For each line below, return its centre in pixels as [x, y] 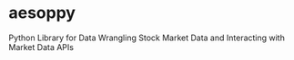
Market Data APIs [41, 47]
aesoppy [42, 13]
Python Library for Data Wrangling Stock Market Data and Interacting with [147, 38]
